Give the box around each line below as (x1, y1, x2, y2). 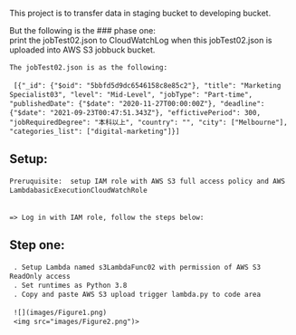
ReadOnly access (9, 272, 71, 281)
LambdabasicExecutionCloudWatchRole (9, 186, 148, 195)
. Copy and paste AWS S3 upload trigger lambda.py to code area (13, 290, 261, 299)
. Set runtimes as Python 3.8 (13, 281, 128, 290)
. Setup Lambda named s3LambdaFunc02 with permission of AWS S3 (13, 263, 261, 272)
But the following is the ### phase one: (9, 25, 156, 35)
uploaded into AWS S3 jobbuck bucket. (9, 44, 156, 55)
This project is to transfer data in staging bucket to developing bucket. (9, 8, 272, 18)
